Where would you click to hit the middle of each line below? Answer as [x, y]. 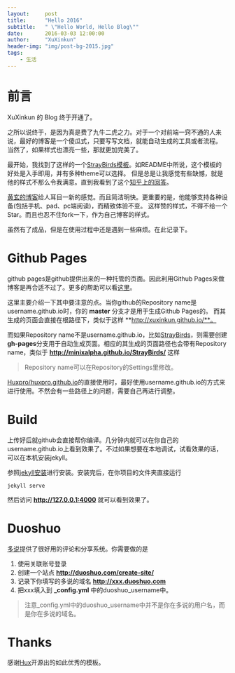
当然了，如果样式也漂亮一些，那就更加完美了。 [74, 149]
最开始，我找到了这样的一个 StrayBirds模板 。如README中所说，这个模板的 [115, 164]
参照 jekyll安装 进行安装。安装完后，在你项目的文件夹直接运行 [94, 472]
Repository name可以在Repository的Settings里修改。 [101, 367]
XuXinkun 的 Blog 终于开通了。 [52, 117]
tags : [15, 53]
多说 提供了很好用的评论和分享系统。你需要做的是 [78, 549]
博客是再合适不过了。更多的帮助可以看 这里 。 [72, 287]
